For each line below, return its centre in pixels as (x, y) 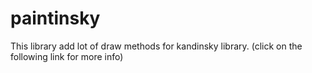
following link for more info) (67, 56)
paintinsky (55, 18)
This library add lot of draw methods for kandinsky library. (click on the (156, 46)
